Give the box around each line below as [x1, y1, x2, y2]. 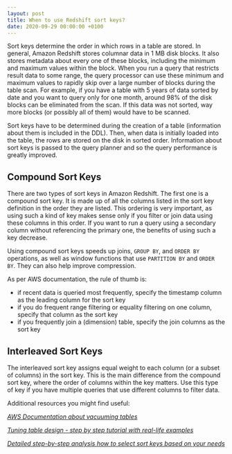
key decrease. [7, 233, 48, 242]
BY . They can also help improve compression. [7, 262, 136, 270]
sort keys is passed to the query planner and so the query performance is [7, 143, 217, 152]
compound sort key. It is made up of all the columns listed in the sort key [7, 197, 215, 205]
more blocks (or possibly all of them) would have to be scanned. [7, 108, 190, 116]
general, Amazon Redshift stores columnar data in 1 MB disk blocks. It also [7, 49, 220, 57]
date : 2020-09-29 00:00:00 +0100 [7, 23, 104, 30]
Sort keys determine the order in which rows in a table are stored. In [7, 42, 201, 51]
